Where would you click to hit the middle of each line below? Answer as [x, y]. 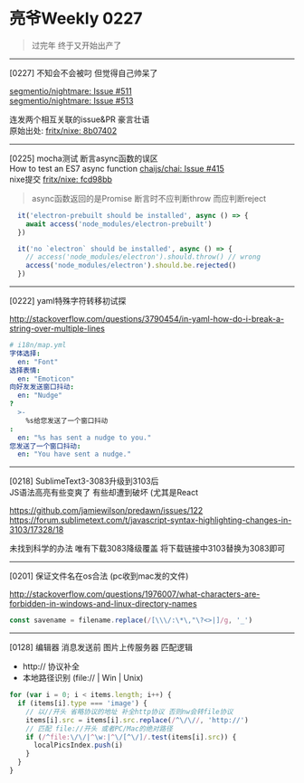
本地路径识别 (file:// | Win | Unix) [83, 678]
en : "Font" [38, 362]
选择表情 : [25, 370]
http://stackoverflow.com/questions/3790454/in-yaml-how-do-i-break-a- [147, 319]
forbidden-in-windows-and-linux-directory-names [103, 604]
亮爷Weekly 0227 [76, 19]
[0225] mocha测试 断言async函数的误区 [84, 158]
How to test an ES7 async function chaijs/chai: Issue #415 [117, 168]
